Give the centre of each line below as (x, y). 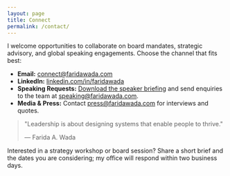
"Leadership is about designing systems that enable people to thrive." (124, 124)
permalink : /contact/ (38, 26)
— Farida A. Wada (50, 137)
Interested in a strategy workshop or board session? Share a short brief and (115, 151)
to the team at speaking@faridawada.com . (78, 96)
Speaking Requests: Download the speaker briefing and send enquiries (120, 89)
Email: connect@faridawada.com (65, 74)
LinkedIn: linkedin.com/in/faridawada (71, 81)
